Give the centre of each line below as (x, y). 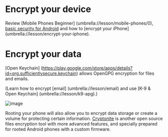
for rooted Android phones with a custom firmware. (58, 129)
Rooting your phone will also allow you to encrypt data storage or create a (81, 113)
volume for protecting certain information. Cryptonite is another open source (84, 118)
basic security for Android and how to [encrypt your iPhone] (67, 28)
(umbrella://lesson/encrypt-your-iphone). (47, 34)
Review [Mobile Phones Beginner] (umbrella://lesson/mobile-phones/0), (79, 23)
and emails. (17, 78)
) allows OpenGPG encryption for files (115, 73)
